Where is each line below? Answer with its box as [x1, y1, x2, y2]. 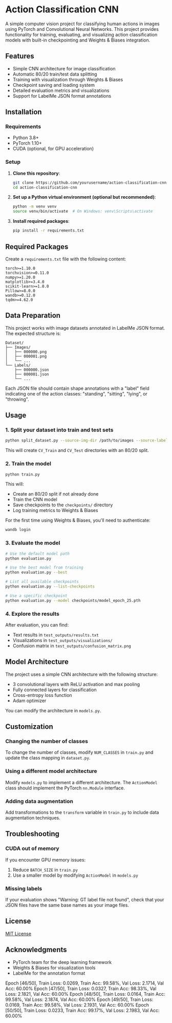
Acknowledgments [5, 945, 68, 954]
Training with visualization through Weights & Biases [12, 76, 123, 83]
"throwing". [5, 396, 29, 402]
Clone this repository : [12, 170, 60, 176]
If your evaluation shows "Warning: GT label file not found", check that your [5, 897, 165, 903]
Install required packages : [12, 218, 70, 224]
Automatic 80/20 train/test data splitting [12, 71, 97, 77]
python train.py [5, 471, 40, 477]
